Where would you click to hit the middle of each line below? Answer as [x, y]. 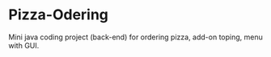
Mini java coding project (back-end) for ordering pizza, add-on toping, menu [135, 37]
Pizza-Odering [59, 15]
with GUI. [24, 45]
